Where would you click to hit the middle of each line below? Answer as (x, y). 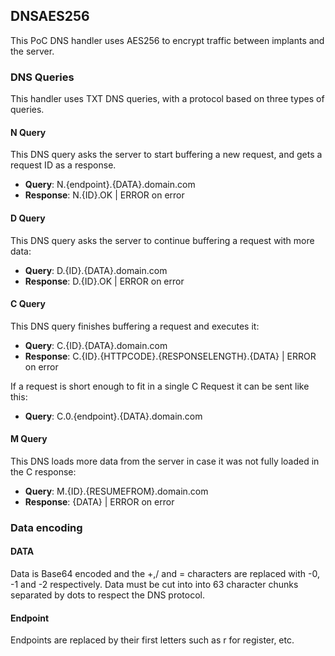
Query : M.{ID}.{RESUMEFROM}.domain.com (116, 491)
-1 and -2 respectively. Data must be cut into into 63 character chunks (154, 585)
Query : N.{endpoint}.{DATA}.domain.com (110, 185)
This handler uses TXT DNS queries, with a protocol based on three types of (167, 99)
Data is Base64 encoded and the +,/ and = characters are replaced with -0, (165, 574)
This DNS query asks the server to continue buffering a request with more (162, 240)
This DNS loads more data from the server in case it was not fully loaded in (165, 461)
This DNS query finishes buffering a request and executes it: (135, 326)
